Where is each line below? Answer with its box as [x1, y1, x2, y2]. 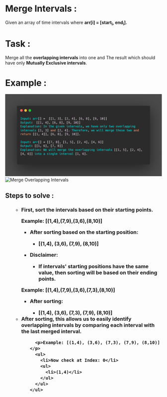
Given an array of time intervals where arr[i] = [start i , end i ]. [5, 19, 128, 26]
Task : [5, 38, 31, 49]
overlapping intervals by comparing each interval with [21, 321, 155, 328]
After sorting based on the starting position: [29, 229, 139, 236]
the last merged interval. [21, 328, 82, 335]
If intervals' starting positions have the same [38, 263, 149, 270]
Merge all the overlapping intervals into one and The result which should [5, 54, 156, 60]
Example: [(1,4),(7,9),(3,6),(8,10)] [21, 217, 103, 224]
